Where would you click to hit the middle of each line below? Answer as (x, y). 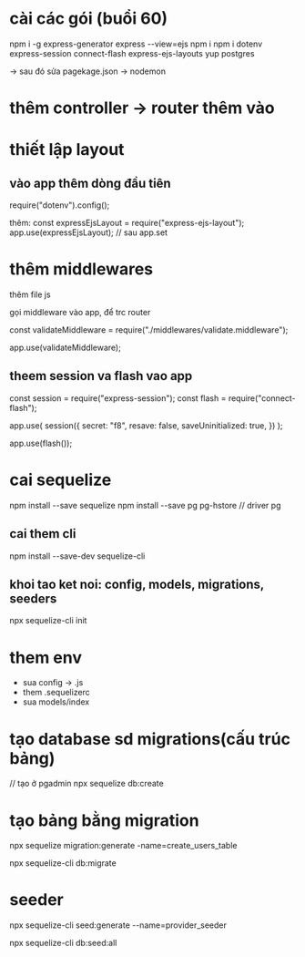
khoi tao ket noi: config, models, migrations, (137, 585)
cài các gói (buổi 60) (89, 19)
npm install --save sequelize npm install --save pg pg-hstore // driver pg (145, 505)
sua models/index (56, 702)
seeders (33, 599)
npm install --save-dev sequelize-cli (77, 556)
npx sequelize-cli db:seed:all (63, 943)
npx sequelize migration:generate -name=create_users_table (123, 846)
